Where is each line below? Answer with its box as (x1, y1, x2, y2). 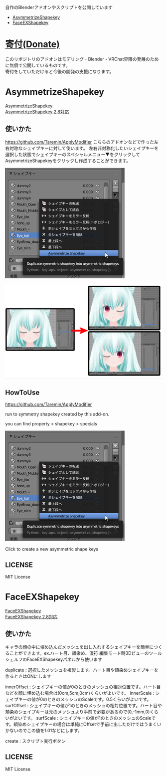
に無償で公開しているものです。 (5, 62, 71, 68)
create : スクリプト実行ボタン (5, 738, 66, 744)
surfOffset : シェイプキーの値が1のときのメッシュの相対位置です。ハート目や (5, 702, 162, 708)
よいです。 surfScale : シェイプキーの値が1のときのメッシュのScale (13, 715, 152, 721)
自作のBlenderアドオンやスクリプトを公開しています (5, 4, 113, 10)
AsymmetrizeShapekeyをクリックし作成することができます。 (5, 158, 131, 164)
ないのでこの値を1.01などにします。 (9, 727, 82, 733)
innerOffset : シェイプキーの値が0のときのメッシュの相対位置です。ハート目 (5, 684, 161, 690)
